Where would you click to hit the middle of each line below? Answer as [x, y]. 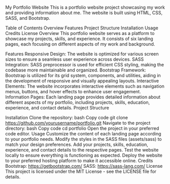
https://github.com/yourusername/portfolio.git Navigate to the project [78, 123]
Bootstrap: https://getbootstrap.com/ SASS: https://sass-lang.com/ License [84, 166]
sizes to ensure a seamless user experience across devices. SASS [75, 59]
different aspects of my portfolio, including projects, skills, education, [78, 102]
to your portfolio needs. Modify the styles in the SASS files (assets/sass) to [84, 139]
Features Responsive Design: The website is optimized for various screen [82, 54]
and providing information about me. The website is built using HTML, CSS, [84, 13]
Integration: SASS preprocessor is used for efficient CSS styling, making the [84, 65]
